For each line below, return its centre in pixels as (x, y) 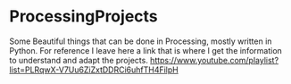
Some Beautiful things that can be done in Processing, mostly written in (141, 41)
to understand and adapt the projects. (79, 60)
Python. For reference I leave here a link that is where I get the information (146, 50)
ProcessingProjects (83, 17)
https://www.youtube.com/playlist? (215, 60)
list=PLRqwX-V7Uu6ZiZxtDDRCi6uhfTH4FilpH (94, 70)
